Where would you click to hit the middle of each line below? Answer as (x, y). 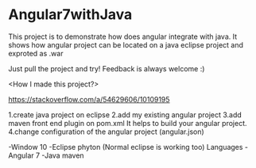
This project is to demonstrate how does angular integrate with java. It (123, 36)
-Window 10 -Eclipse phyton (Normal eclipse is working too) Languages (126, 147)
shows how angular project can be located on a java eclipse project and (126, 44)
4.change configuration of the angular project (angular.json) (106, 132)
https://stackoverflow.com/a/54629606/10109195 (89, 99)
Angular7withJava (70, 15)
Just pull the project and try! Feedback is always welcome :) (107, 68)
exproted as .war (36, 53)
